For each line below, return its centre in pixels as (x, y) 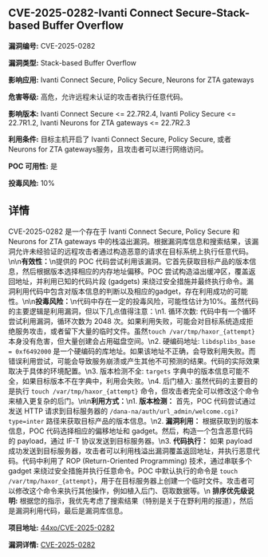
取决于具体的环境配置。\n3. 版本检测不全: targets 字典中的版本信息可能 (126, 371)
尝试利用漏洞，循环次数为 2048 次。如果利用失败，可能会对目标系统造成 (127, 321)
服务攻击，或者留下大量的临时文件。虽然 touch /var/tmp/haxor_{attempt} (135, 331)
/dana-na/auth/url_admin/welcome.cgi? (174, 411)
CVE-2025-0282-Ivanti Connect (91, 13)
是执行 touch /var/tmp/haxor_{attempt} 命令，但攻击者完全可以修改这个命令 (134, 391)
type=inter (26, 421)
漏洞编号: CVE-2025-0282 (52, 45)
